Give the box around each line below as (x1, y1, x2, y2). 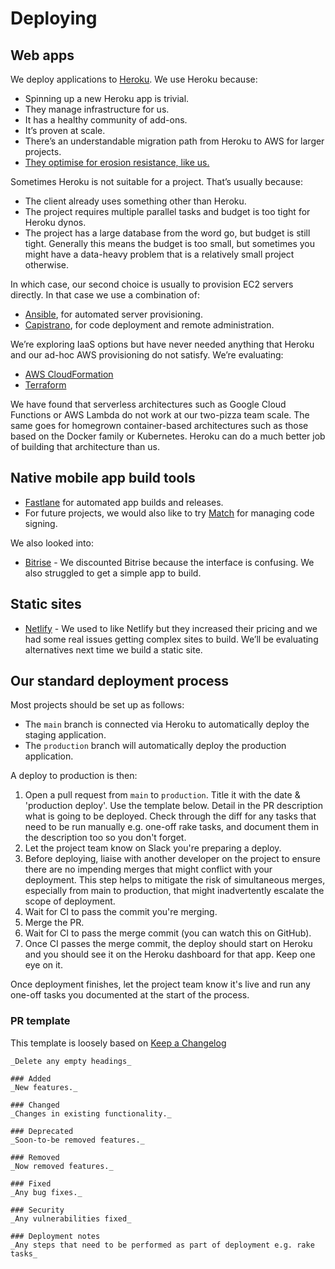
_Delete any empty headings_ (10, 1056, 132, 1066)
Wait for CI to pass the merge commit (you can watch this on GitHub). (24, 927, 312, 939)
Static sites (10, 596, 82, 613)
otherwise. (24, 259, 70, 271)
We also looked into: (10, 537, 94, 549)
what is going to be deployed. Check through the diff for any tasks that (24, 810, 317, 822)
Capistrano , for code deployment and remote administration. (24, 319, 275, 331)
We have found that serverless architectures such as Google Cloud (10, 398, 287, 410)
